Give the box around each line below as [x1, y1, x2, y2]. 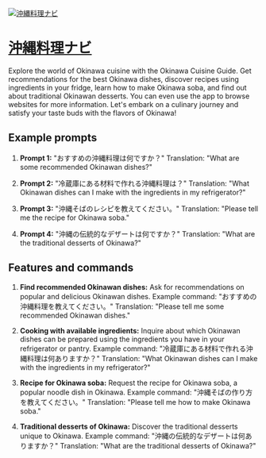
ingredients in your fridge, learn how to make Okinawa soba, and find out [8, 83, 248, 92]
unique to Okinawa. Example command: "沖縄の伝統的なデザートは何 [19, 431, 246, 441]
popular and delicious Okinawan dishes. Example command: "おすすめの [19, 291, 257, 301]
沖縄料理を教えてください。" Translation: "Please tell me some [19, 302, 225, 311]
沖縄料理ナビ [8, 40, 93, 57]
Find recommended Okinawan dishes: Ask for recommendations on [19, 282, 245, 291]
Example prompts [8, 131, 98, 144]
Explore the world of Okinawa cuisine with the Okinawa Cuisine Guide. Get [8, 66, 252, 75]
